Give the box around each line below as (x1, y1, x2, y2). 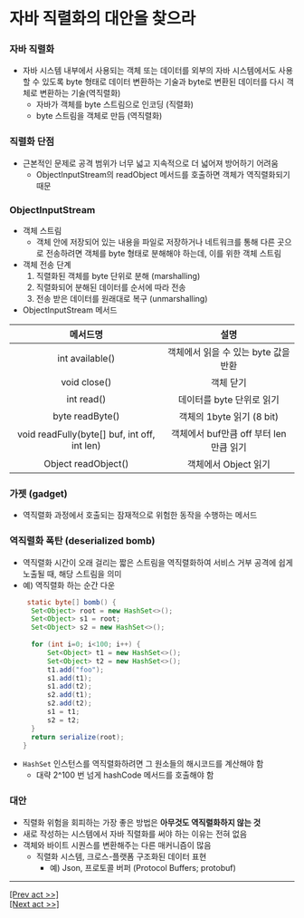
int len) (71, 440, 101, 452)
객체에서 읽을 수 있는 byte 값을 (166, 346, 290, 359)
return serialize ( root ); (31, 732, 125, 741)
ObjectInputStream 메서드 (22, 304, 118, 315)
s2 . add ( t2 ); (46, 699, 92, 708)
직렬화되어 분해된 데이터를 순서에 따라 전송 (35, 282, 187, 293)
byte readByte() (52, 410, 120, 422)
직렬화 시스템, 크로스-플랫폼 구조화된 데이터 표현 (35, 851, 207, 862)
